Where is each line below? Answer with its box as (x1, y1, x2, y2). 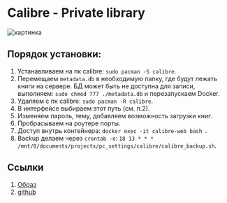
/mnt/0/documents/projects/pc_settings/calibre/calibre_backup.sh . (17, 141, 217, 150)
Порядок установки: (7, 48, 102, 60)
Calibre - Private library (7, 5, 145, 21)
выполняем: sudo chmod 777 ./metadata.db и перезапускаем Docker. (17, 89, 220, 97)
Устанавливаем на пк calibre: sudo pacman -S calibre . (17, 66, 177, 75)
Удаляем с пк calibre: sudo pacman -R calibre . (17, 97, 154, 105)
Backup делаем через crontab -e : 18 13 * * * (17, 134, 154, 142)
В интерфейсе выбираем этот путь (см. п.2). (17, 104, 150, 113)
